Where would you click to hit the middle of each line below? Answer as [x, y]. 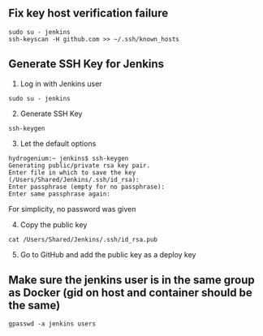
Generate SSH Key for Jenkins [86, 64]
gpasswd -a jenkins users [52, 324]
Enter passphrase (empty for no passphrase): [86, 187]
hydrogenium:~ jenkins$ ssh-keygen [69, 158]
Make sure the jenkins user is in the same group [131, 280]
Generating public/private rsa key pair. [80, 166]
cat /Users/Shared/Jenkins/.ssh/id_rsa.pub [83, 239]
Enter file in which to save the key [72, 172]
